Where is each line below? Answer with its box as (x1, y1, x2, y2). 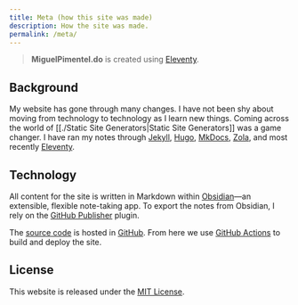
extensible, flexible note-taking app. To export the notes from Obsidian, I (9, 201, 276, 210)
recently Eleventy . (9, 142, 76, 152)
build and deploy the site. (9, 237, 102, 247)
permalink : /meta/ (9, 29, 77, 38)
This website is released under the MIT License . (9, 286, 185, 297)
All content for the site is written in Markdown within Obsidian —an (9, 191, 252, 202)
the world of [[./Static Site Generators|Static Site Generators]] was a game (9, 122, 282, 134)
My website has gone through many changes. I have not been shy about (9, 103, 274, 114)
